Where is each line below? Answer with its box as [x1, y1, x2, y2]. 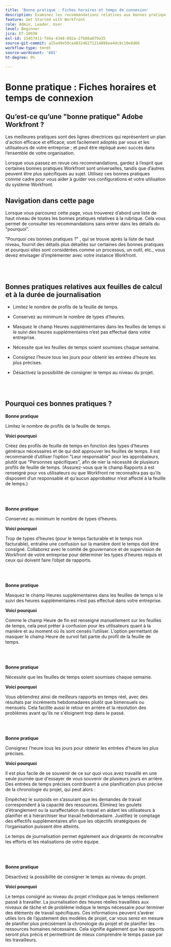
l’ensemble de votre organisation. [5, 150, 75, 156]
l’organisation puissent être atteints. [5, 823, 80, 829]
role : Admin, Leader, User [5, 21, 63, 27]
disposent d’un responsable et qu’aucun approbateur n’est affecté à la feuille [5, 475, 166, 481]
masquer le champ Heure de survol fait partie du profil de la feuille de [5, 633, 151, 640]
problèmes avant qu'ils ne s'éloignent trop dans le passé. [5, 709, 125, 716]
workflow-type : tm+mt [5, 45, 51, 50]
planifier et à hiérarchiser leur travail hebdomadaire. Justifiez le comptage [5, 812, 160, 819]
